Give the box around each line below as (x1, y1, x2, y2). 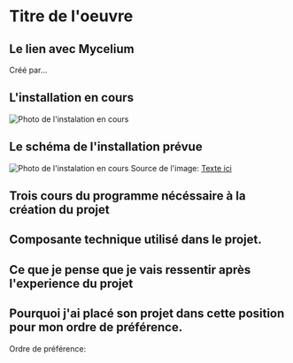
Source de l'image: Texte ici (130, 163, 233, 173)
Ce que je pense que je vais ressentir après (9, 262, 251, 277)
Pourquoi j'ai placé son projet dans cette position (9, 306, 285, 321)
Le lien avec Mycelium (9, 42, 135, 57)
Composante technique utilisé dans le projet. (9, 232, 263, 247)
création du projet (9, 202, 110, 217)
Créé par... (9, 64, 48, 75)
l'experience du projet (9, 276, 134, 291)
